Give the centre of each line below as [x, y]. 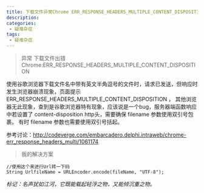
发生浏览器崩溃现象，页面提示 [43, 91]
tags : [13, 35]
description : [23, 18]
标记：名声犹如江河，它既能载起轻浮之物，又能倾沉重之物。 [81, 184]
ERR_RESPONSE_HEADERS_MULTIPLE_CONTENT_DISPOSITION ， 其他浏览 [102, 99]
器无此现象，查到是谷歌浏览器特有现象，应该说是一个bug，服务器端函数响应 [102, 107]
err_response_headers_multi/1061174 [53, 141]
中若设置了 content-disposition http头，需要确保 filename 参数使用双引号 [97, 114]
